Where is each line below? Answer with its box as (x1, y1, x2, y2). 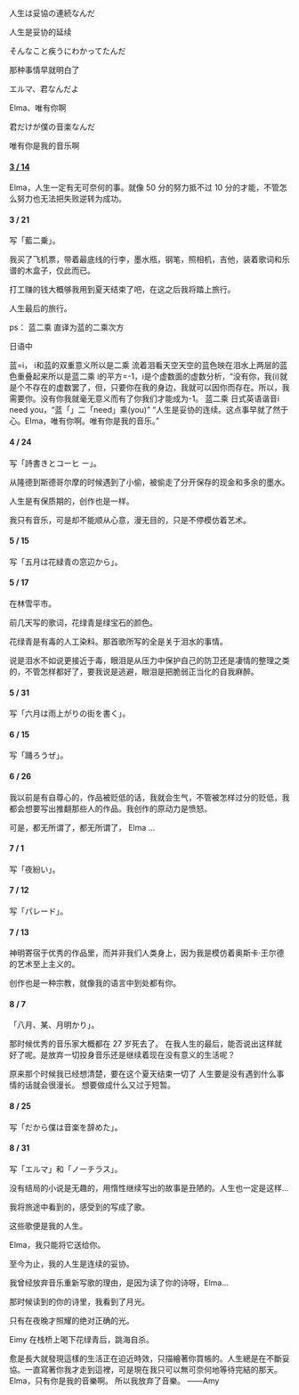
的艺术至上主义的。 (9, 959, 80, 970)
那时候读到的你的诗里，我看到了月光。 (9, 1296, 149, 1307)
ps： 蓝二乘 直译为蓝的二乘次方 (9, 322, 125, 332)
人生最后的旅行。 (9, 303, 72, 314)
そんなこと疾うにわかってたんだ (9, 45, 126, 56)
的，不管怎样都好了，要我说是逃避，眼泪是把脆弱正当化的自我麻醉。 (9, 667, 259, 677)
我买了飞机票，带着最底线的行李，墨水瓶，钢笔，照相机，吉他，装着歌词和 (9, 254, 282, 265)
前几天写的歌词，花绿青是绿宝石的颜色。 (9, 618, 158, 628)
